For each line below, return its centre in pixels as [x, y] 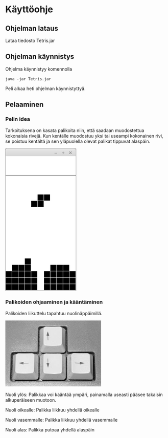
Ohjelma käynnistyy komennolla [39, 69]
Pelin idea [18, 119]
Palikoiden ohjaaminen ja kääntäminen [54, 302]
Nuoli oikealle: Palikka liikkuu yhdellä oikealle [52, 410]
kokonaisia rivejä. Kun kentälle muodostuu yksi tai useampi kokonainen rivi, [84, 136]
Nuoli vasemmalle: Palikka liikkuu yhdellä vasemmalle [62, 420]
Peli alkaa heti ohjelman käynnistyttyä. [45, 89]
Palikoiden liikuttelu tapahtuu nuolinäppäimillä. [54, 313]
